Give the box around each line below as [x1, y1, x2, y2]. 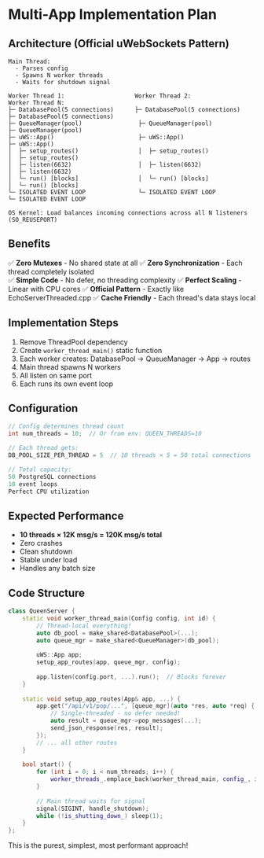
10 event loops [8, 480, 58, 488]
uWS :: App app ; [36, 651, 82, 659]
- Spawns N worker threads [15, 72, 104, 79]
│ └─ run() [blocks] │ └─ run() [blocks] [8, 175, 210, 182]
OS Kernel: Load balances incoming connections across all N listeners [8, 209, 247, 217]
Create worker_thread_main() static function [19, 345, 163, 355]
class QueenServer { [8, 607, 76, 615]
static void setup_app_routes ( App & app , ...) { [22, 694, 181, 703]
